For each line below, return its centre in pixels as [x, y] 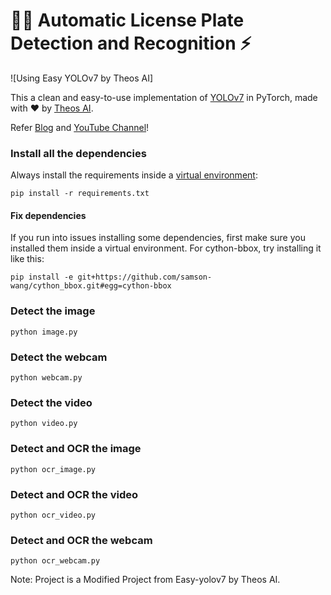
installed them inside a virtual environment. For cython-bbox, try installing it [166, 248]
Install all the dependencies [78, 153]
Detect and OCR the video [74, 494]
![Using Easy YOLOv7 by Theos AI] [82, 78]
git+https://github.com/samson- [145, 277]
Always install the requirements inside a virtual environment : [134, 175]
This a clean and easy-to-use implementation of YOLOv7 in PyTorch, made [164, 97]
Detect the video [51, 402]
